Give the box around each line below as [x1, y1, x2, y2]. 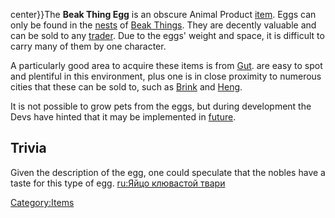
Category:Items [10, 196, 75, 208]
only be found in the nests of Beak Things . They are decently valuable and [10, 19, 317, 31]
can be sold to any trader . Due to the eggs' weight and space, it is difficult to [10, 30, 325, 41]
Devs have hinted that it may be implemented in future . [10, 111, 237, 123]
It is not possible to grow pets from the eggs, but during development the [10, 100, 312, 112]
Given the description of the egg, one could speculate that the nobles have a [10, 166, 326, 178]
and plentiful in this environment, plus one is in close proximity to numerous [10, 70, 322, 82]
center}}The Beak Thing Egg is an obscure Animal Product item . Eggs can [10, 9, 317, 20]
